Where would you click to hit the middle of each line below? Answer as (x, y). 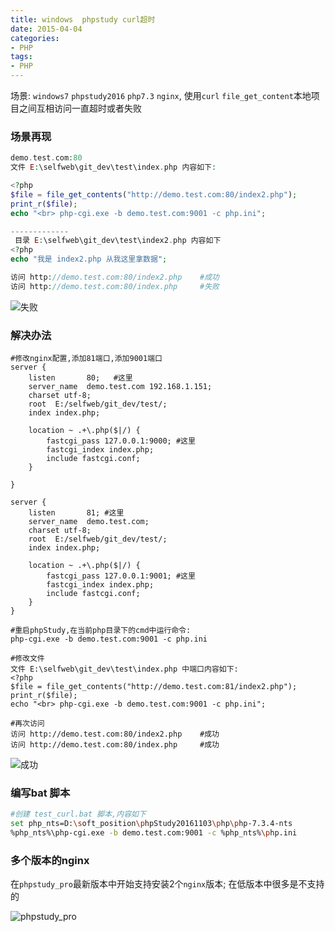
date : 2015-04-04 (46, 29)
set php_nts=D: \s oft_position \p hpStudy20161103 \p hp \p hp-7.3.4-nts (151, 824)
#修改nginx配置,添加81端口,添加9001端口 (86, 359)
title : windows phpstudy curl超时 (83, 19)
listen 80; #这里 (80, 378)
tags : (21, 57)
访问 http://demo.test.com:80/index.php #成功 (115, 745)
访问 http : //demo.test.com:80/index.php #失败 (115, 286)
